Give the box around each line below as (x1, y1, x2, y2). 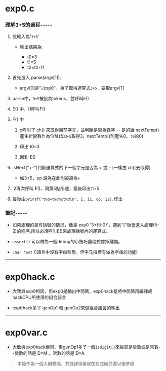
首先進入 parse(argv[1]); (12, 74, 61, 80)
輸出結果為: (19, 44, 43, 50)
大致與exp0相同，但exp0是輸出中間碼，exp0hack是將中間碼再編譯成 (12, 288, 153, 294)
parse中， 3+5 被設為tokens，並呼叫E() (12, 96, 89, 102)
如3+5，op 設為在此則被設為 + (19, 175, 80, 181)
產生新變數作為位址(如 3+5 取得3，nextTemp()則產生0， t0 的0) (19, 133, 144, 139)
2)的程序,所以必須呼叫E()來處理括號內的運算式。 (12, 228, 111, 234)
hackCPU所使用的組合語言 (12, 294, 67, 300)
